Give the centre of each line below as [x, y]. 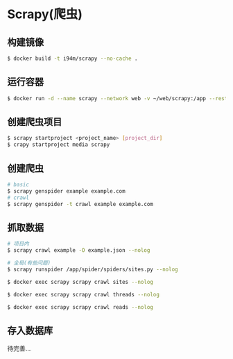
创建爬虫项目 [35, 121]
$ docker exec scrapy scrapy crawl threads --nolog [83, 294]
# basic [18, 184]
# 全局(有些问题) [29, 263]
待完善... [19, 349]
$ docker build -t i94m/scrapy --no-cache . [72, 58]
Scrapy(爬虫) [45, 14]
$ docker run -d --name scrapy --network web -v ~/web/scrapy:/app [107, 98]
